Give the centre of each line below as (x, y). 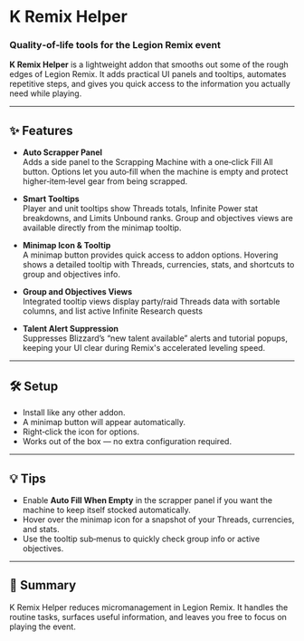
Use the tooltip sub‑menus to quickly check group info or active (141, 539)
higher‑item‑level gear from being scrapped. (105, 181)
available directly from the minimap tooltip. (102, 228)
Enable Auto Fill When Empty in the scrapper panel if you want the (147, 500)
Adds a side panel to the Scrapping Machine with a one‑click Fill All (147, 162)
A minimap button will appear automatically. (104, 422)
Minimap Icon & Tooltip (66, 246)
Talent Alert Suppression (71, 329)
